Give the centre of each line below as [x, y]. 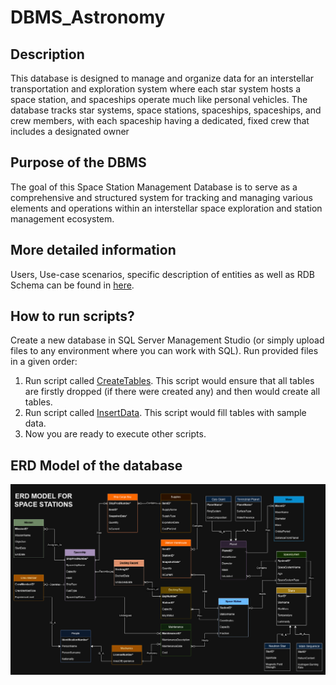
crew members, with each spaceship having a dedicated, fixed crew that [160, 120]
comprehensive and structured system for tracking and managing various [161, 197]
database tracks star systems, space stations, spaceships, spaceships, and [166, 110]
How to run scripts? [72, 316]
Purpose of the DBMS [78, 162]
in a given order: [44, 362]
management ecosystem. [62, 218]
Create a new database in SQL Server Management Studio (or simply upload [167, 340]
